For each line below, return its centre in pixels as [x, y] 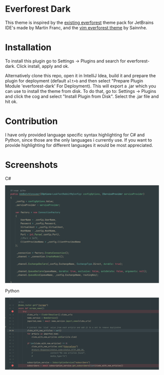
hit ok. [11, 102]
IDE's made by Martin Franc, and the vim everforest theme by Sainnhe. [76, 27]
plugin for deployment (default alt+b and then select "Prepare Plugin [74, 81]
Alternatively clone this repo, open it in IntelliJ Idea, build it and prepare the [81, 75]
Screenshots [31, 165]
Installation [28, 48]
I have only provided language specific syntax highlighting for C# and [75, 135]
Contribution [31, 121]
